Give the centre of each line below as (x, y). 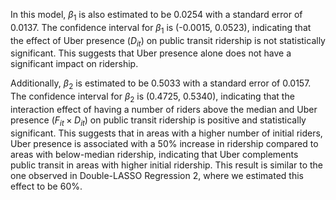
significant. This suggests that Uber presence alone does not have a (151, 53)
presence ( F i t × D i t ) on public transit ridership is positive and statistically (158, 121)
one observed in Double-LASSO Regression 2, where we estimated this (157, 175)
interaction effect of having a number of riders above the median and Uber (164, 109)
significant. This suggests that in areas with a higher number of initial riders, (166, 133)
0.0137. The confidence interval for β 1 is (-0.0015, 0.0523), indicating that (161, 28)
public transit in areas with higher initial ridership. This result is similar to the (166, 165)
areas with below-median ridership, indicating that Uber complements (154, 154)
